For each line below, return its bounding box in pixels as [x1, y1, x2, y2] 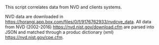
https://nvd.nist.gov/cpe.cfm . [5, 34, 64, 40]
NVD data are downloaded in [5, 14, 64, 19]
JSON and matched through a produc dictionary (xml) [5, 29, 114, 35]
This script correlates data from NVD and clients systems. [5, 4, 122, 10]
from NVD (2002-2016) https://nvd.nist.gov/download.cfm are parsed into [5, 24, 155, 30]
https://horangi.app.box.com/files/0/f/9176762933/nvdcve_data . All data [5, 19, 151, 24]
